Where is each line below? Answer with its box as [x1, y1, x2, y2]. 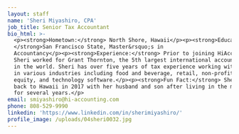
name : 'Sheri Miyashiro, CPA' [7, 17, 97, 24]
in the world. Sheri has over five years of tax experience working [14, 63, 221, 70]
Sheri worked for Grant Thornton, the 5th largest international [14, 57, 212, 64]
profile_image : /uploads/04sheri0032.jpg [7, 116, 132, 123]
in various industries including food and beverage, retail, [14, 69, 199, 77]
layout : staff [7, 10, 50, 18]
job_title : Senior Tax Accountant [7, 23, 110, 30]
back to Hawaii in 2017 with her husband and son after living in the [14, 83, 228, 90]
